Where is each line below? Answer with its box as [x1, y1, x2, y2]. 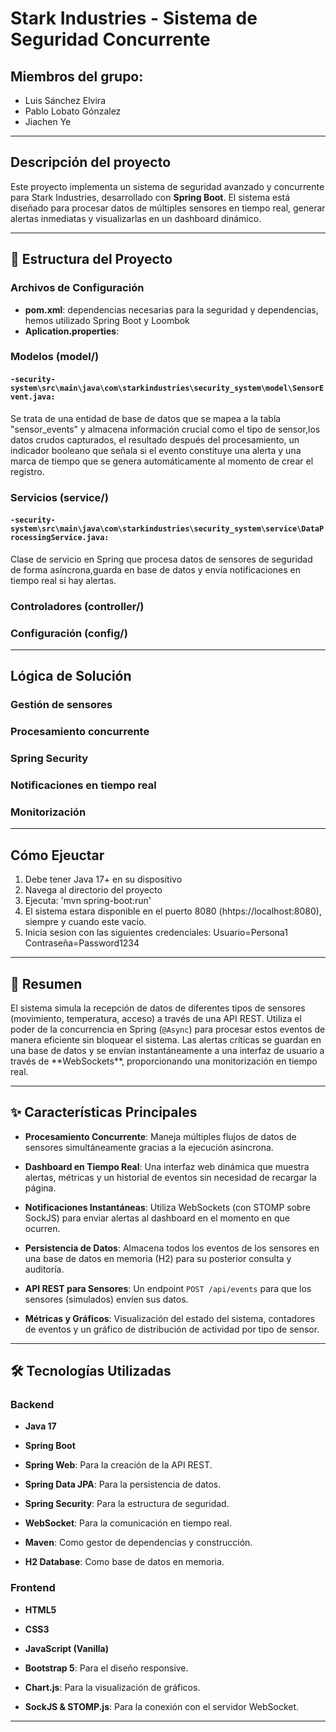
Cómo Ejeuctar [10, 847, 105, 864]
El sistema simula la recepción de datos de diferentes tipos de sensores [10, 1002, 306, 1014]
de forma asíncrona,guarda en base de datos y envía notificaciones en [10, 563, 302, 576]
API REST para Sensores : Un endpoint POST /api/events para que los [24, 1282, 312, 1294]
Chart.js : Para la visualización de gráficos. [24, 1681, 201, 1693]
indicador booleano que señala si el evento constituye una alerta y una [10, 444, 302, 456]
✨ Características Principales [10, 1104, 198, 1121]
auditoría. [24, 1263, 65, 1275]
